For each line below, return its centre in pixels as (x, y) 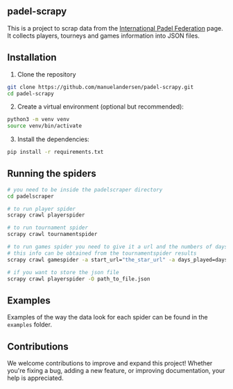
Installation (32, 57)
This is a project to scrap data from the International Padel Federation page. (115, 28)
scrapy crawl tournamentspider (52, 235)
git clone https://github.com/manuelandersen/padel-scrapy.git (101, 87)
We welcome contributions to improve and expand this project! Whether (110, 363)
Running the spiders (52, 174)
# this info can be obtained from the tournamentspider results (102, 253)
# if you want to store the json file (63, 272)
